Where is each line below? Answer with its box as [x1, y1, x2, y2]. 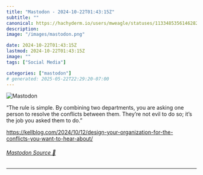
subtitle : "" [6, 15, 39, 21]
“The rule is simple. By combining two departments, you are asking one [6, 104, 184, 111]
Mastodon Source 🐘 [6, 149, 56, 156]
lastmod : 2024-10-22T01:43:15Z [6, 48, 85, 54]
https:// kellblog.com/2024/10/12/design [6, 128, 105, 136]
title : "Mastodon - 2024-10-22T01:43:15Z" [6, 8, 115, 15]
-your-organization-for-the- [104, 128, 173, 136]
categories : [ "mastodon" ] [6, 70, 71, 76]
